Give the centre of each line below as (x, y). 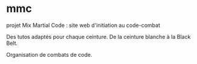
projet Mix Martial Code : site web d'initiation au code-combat (83, 25)
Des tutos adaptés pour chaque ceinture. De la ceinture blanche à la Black (98, 36)
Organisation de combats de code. (49, 54)
